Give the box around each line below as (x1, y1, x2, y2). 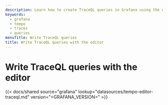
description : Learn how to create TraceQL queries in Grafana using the (5, 7, 160, 12)
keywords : (5, 12, 26, 17)
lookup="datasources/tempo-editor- (78, 88, 153, 94)
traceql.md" (5, 93, 30, 100)
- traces (9, 26, 28, 31)
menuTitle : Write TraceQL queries (5, 35, 77, 40)
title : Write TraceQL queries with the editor (5, 40, 104, 45)
